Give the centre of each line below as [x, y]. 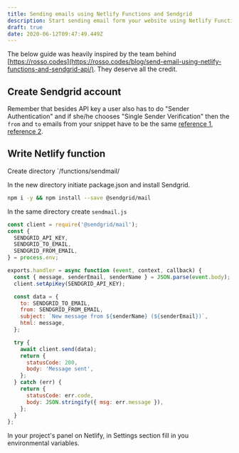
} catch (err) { [38, 382]
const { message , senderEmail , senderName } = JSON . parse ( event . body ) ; [122, 277]
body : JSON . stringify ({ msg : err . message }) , [95, 402]
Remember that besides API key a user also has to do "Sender [99, 109]
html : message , [43, 323]
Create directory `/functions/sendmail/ [63, 171]
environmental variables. [43, 443]
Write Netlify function [57, 154]
